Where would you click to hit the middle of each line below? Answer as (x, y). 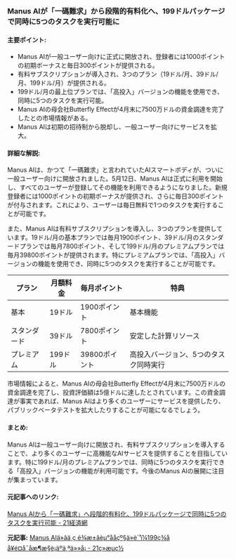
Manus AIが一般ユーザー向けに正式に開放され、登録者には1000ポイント (121, 57)
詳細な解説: (24, 153)
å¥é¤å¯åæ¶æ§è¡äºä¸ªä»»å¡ (47, 548)
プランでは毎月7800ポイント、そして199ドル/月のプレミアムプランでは (122, 246)
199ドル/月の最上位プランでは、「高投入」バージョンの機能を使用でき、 (120, 92)
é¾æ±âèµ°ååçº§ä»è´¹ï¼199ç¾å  (123, 537)
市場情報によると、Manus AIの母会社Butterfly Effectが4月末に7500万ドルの (117, 383)
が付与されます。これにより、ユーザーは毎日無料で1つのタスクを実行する (113, 205)
